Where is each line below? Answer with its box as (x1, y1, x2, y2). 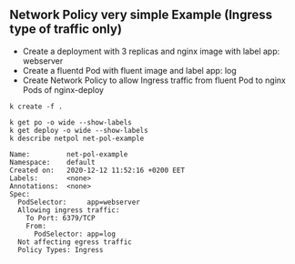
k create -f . (9, 102, 64, 111)
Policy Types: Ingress (17, 245, 104, 254)
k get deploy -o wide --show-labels (9, 126, 148, 135)
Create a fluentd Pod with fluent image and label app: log (22, 65, 237, 76)
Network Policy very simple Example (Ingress (9, 7, 273, 23)
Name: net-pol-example (9, 149, 128, 158)
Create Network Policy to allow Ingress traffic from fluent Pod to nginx (22, 75, 287, 86)
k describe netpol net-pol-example (9, 134, 145, 143)
